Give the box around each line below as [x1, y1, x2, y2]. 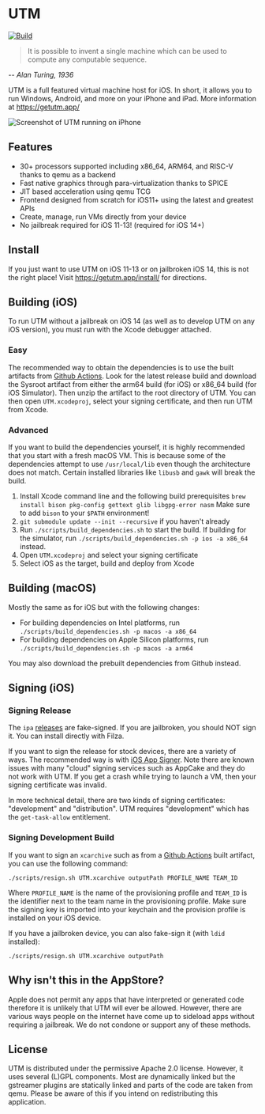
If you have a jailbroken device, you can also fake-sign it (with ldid [8, 928, 226, 938]
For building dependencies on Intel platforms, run [19, 618, 180, 627]
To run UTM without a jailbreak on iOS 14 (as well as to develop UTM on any [8, 316, 255, 326]
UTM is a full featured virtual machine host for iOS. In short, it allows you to [8, 85, 252, 95]
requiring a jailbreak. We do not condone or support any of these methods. [8, 1020, 251, 1029]
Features [8, 140, 53, 154]
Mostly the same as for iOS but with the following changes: [8, 602, 200, 612]
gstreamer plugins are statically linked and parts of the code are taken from [8, 1081, 253, 1090]
